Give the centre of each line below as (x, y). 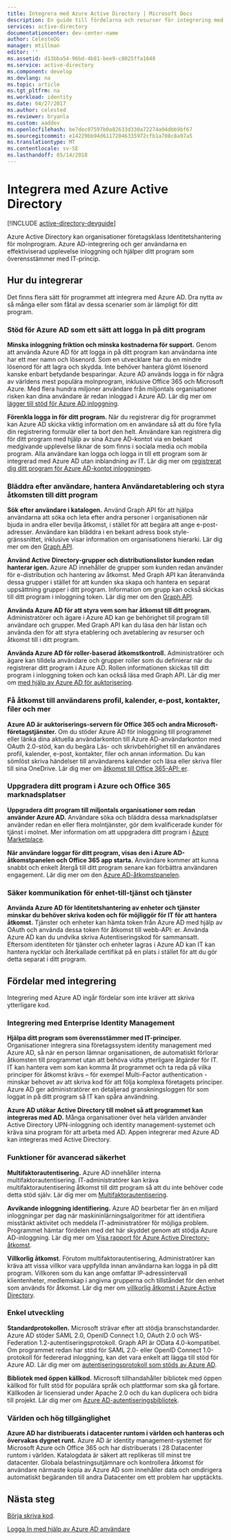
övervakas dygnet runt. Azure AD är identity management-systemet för (110, 1440)
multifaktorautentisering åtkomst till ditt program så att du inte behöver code (115, 1187)
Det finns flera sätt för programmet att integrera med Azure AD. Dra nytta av (115, 297)
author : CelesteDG (33, 39)
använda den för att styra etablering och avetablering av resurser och (106, 632)
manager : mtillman (33, 46)
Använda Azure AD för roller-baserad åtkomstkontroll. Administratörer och (115, 653)
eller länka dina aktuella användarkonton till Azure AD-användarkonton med (114, 739)
